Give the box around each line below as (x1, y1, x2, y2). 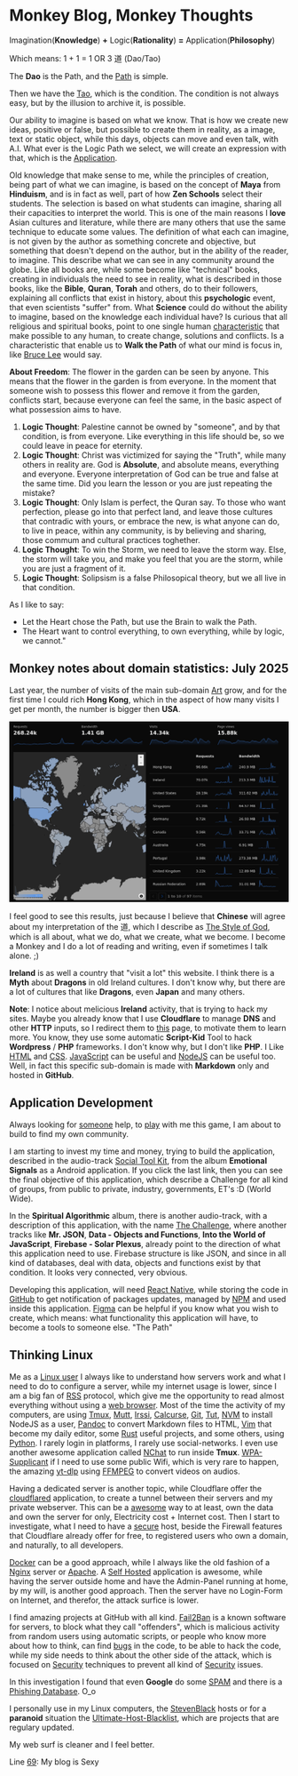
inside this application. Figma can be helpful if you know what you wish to (9, 1303, 279, 1314)
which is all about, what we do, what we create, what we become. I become (9, 932, 286, 942)
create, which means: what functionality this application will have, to (9, 1312, 259, 1323)
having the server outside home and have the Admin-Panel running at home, (9, 1575, 288, 1587)
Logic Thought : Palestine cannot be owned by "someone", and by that (21, 421, 281, 432)
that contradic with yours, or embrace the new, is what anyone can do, (21, 516, 280, 526)
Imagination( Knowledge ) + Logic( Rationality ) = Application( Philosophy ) (9, 35, 276, 45)
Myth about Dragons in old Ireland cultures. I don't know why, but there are (9, 977, 286, 988)
